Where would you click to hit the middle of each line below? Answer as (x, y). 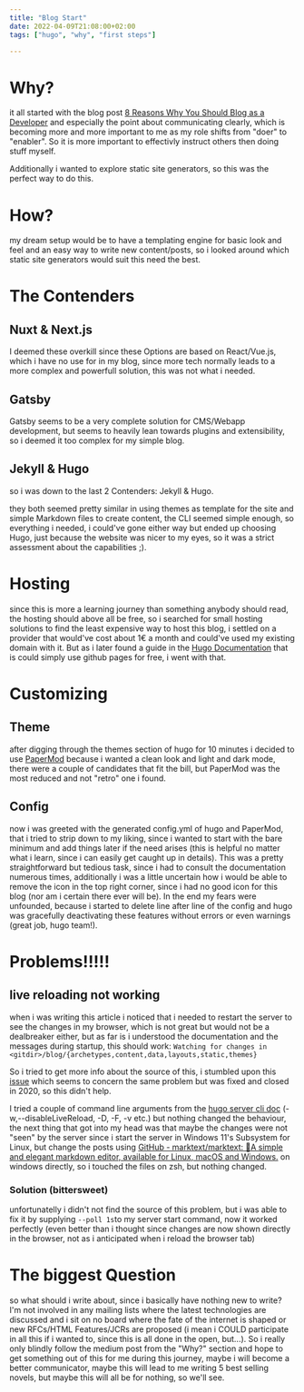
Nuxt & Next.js (51, 329)
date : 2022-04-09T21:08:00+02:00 (73, 26)
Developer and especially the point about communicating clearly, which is (147, 123)
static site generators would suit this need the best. (105, 260)
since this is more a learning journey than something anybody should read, (149, 608)
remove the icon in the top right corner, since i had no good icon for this (144, 886)
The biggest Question (93, 1275)
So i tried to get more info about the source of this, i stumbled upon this (143, 1071)
